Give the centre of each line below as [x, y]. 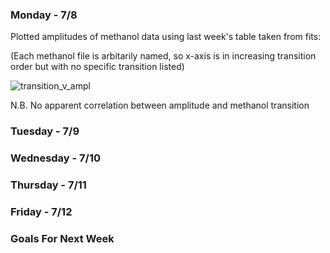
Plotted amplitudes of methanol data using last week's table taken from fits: [166, 37]
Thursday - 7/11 [48, 185]
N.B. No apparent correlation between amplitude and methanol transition [160, 105]
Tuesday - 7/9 [45, 131]
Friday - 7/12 [41, 211]
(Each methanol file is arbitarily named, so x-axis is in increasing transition [163, 56]
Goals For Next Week [62, 238]
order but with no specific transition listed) [97, 67]
